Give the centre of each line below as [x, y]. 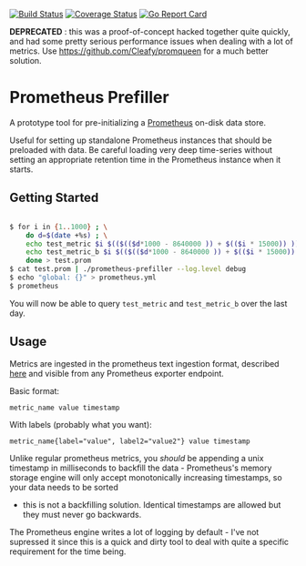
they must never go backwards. [82, 514]
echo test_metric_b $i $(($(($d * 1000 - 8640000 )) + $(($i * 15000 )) [161, 252]
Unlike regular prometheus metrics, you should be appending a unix [137, 458]
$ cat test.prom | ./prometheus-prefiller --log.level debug [128, 269]
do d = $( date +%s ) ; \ [66, 235]
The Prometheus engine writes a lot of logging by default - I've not [134, 531]
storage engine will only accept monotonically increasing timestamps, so [146, 477]
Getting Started [54, 198]
